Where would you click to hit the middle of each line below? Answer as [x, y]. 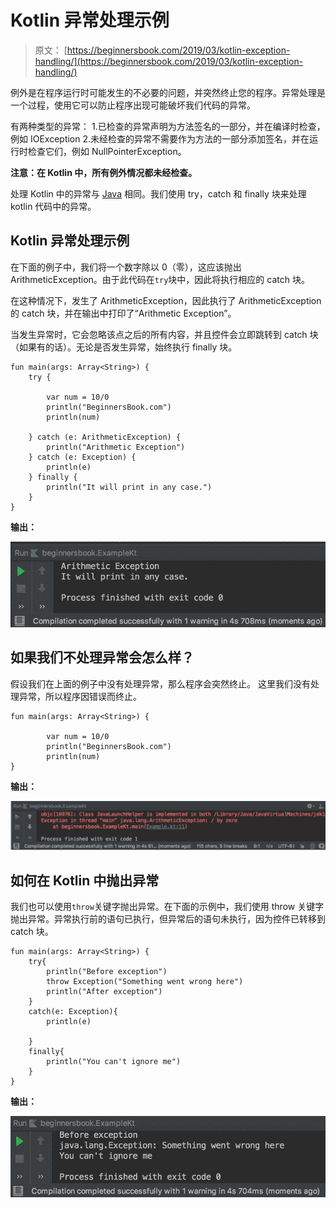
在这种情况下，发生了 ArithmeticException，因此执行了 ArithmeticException [166, 300]
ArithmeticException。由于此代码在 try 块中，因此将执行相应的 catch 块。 [160, 279]
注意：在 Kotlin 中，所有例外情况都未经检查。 [104, 172]
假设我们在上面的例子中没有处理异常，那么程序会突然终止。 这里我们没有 [160, 683]
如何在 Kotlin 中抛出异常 [85, 880]
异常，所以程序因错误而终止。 [80, 696]
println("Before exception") [107, 972]
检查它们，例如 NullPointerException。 [107, 151]
